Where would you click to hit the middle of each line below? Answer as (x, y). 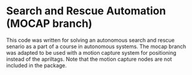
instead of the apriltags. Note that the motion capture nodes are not (89, 59)
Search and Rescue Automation (86, 11)
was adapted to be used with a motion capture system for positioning (92, 52)
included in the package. (37, 65)
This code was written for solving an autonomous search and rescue (90, 40)
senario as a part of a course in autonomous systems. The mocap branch (96, 46)
